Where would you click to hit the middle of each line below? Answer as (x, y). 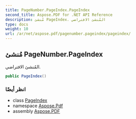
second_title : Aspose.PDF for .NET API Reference (59, 15)
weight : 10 (17, 29)
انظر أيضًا (16, 89)
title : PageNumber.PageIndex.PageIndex (48, 10)
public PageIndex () (26, 76)
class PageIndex (30, 100)
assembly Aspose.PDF (36, 111)
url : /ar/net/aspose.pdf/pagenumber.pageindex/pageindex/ (68, 34)
